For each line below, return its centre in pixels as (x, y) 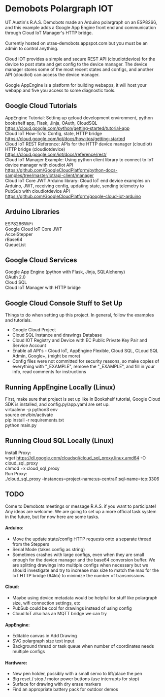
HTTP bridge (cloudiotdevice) (35, 149)
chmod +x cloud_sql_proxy (33, 468)
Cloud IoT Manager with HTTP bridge (43, 288)
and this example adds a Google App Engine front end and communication (81, 27)
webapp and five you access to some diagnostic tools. (60, 90)
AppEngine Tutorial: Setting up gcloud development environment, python (79, 118)
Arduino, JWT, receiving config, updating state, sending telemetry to (75, 186)
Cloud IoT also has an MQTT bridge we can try (60, 614)
